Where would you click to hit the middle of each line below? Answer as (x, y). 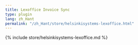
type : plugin (19, 14)
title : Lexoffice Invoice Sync (37, 10)
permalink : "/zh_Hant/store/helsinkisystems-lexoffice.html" (70, 23)
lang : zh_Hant (20, 19)
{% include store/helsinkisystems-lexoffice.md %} (57, 38)
